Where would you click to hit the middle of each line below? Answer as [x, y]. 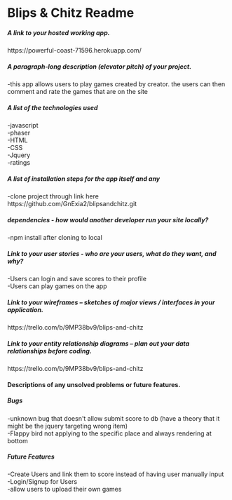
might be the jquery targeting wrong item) [68, 426]
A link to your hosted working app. [59, 32]
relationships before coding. [50, 351]
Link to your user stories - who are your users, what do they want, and [112, 253]
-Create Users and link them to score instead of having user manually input [116, 474]
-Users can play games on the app [57, 286]
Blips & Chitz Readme [71, 13]
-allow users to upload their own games [64, 489]
